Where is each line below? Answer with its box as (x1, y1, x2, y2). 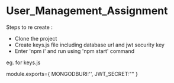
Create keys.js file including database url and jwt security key (14, 41, 165, 48)
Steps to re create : (6, 24, 53, 31)
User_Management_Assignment (6, 4, 168, 18)
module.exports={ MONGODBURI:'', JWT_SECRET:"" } (6, 70, 138, 77)
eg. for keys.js (6, 59, 41, 66)
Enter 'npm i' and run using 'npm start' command (14, 47, 135, 54)
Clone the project (14, 35, 57, 42)
